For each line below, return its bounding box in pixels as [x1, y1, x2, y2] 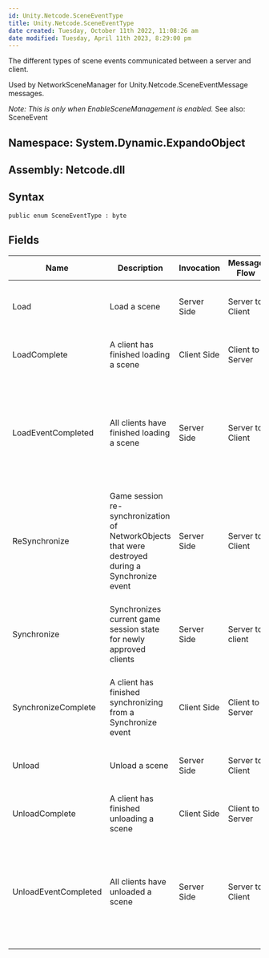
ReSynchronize [12, 535, 70, 546]
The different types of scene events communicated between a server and [8, 56, 251, 66]
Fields [8, 233, 40, 247]
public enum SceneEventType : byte [8, 212, 127, 220]
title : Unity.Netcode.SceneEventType [8, 19, 134, 27]
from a [109, 706, 134, 717]
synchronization [109, 510, 171, 521]
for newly [109, 633, 146, 645]
